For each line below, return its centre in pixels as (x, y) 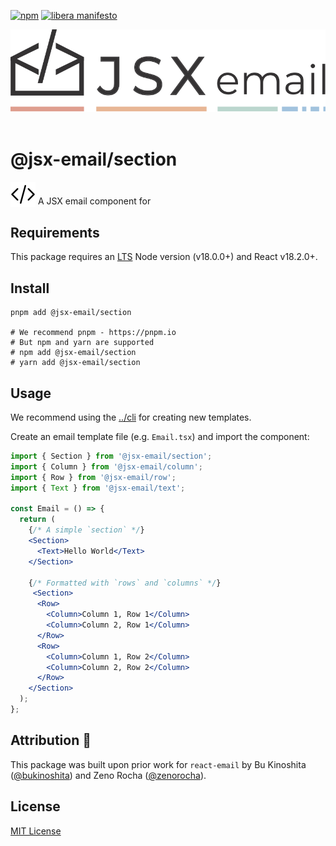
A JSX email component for (94, 201)
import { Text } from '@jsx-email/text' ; (98, 488)
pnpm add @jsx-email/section (71, 313)
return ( (37, 520)
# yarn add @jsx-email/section (75, 363)
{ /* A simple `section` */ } (86, 530)
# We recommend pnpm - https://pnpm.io (93, 333)
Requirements (55, 232)
